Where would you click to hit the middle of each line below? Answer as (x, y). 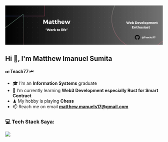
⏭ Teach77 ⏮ (19, 71)
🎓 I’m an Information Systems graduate (55, 83)
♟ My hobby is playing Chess (43, 101)
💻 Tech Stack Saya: (30, 122)
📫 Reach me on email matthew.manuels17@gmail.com (70, 106)
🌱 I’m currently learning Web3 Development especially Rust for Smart (85, 90)
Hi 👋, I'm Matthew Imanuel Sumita (59, 59)
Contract (22, 96)
